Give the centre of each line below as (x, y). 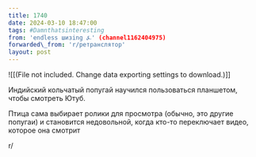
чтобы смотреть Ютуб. (47, 98)
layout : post (30, 52)
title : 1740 (28, 15)
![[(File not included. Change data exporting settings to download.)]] (120, 75)
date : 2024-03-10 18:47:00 (53, 23)
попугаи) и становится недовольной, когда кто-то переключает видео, (128, 122)
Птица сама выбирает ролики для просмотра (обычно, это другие (121, 114)
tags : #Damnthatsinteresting (56, 30)
